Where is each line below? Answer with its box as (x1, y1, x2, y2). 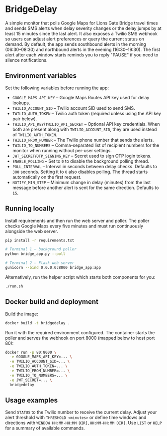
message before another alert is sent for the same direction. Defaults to (12, 185, 159, 191)
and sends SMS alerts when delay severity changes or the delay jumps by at (5, 25, 162, 31)
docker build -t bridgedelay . (5, 320, 70, 325)
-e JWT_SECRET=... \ (9, 378, 52, 383)
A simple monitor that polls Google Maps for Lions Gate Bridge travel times (5, 20, 158, 26)
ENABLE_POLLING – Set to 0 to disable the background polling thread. (12, 158, 150, 164)
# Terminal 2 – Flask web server (5, 260, 75, 265)
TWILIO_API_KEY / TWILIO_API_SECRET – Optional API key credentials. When (12, 121, 160, 127)
